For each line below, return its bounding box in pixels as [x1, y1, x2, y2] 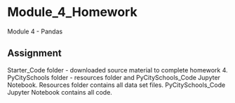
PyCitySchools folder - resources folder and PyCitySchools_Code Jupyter [7, 73, 221, 81]
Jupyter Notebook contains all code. [7, 88, 112, 96]
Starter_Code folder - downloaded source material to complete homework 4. [7, 65, 228, 74]
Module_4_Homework [7, 4, 138, 20]
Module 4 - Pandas [7, 27, 63, 35]
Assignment [7, 47, 62, 59]
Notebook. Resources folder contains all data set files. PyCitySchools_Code [7, 81, 226, 89]
